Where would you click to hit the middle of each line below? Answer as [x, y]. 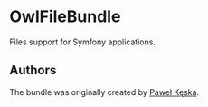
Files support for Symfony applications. [83, 42]
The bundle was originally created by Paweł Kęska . [104, 92]
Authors [33, 70]
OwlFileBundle [65, 17]
